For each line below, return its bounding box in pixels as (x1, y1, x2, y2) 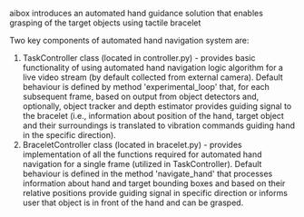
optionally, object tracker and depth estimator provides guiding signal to (22, 101, 292, 112)
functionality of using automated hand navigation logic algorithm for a (22, 63, 284, 73)
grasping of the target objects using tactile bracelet (9, 17, 201, 28)
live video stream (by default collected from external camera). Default (22, 72, 283, 83)
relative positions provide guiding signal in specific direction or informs (22, 188, 289, 198)
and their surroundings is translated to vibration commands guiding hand (22, 120, 296, 131)
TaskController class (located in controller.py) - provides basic (22, 53, 256, 63)
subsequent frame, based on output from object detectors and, (22, 91, 260, 102)
